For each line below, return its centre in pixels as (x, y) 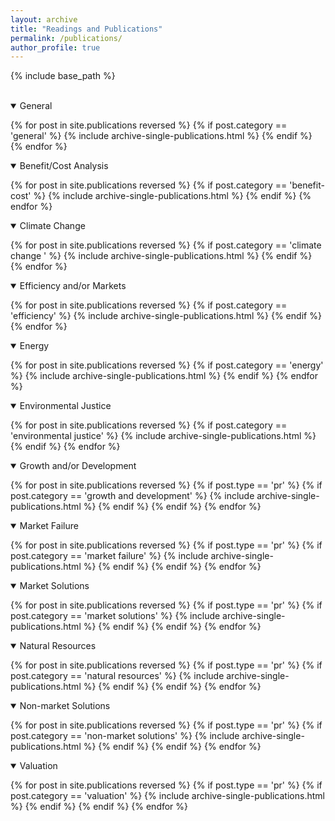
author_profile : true (55, 47)
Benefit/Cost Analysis (64, 166)
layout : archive (44, 19)
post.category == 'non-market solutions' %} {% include (125, 736)
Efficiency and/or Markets (73, 286)
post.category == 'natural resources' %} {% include (117, 676)
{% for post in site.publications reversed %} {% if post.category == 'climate (166, 245)
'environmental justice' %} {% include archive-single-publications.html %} (163, 436)
